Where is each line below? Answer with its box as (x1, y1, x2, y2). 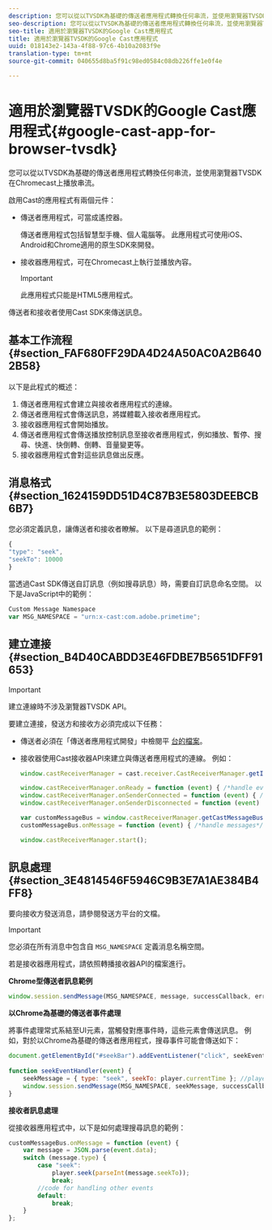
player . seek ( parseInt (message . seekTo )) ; (51, 1169, 190, 1177)
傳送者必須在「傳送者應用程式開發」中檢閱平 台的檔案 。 (19, 736, 207, 745)
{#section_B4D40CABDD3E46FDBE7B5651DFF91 (8, 650, 263, 664)
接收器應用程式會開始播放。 (19, 419, 113, 429)
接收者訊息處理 (8, 1105, 58, 1115)
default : (37, 1191, 67, 1200)
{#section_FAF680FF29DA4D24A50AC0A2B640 (8, 347, 262, 360)
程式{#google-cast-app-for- (23, 123, 216, 140)
